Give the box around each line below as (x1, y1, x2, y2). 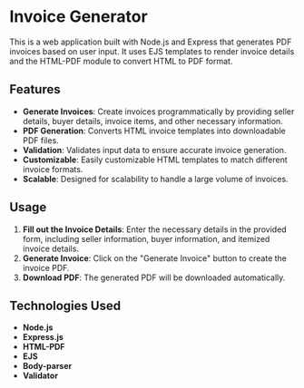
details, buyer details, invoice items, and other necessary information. (22, 115, 283, 126)
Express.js (22, 332, 64, 343)
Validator (22, 370, 59, 382)
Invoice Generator (9, 6, 148, 27)
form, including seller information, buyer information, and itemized (22, 233, 270, 244)
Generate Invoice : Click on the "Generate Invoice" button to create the (22, 252, 288, 264)
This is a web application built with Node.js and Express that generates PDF (9, 36, 292, 47)
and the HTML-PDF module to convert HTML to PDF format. (9, 55, 233, 66)
